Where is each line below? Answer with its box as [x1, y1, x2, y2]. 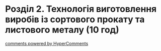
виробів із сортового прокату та [5, 14, 145, 25]
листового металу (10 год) [5, 25, 119, 35]
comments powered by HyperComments [5, 40, 88, 46]
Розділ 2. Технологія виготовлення [5, 3, 157, 15]
